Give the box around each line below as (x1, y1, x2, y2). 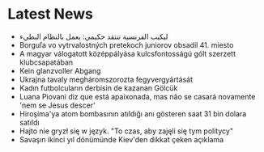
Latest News (7, 5, 94, 23)
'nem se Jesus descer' (19, 100, 96, 110)
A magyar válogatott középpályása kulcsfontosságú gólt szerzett (19, 49, 236, 58)
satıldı (19, 117, 40, 127)
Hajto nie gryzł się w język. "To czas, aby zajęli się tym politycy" (19, 126, 234, 136)
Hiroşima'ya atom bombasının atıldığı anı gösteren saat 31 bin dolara (19, 108, 247, 118)
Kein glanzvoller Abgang (19, 65, 101, 75)
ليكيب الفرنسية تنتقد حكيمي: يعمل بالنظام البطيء (19, 32, 168, 41)
